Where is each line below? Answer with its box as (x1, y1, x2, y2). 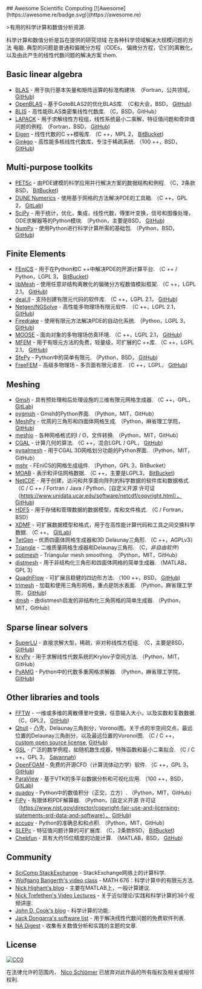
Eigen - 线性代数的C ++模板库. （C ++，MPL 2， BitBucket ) (15, 130, 165, 137)
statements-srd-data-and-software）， (15, 811, 111, 819)
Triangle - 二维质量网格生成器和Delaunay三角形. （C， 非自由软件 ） (15, 544, 183, 551)
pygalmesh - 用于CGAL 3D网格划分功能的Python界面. (15, 447, 149, 454)
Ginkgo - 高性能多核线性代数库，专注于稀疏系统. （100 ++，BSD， (15, 138, 181, 145)
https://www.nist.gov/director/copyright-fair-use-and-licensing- (20, 804, 180, 811)
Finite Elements (6, 249, 66, 259)
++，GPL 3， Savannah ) (15, 753, 77, 760)
